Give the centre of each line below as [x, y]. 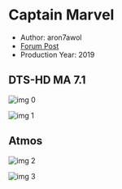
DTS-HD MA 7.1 [47, 80]
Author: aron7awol [51, 37]
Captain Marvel [61, 15]
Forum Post [39, 45]
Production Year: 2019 [57, 54]
